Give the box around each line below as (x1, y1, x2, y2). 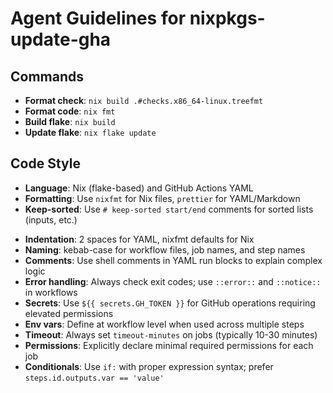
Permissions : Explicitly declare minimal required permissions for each (24, 339, 314, 351)
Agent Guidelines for (10, 7, 187, 30)
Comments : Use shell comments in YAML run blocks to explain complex (24, 254, 323, 266)
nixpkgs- (189, 7, 266, 30)
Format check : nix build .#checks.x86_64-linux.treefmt (24, 95, 264, 106)
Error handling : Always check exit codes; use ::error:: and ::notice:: (24, 275, 322, 287)
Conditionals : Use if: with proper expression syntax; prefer (24, 360, 274, 372)
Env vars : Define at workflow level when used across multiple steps (24, 318, 305, 330)
